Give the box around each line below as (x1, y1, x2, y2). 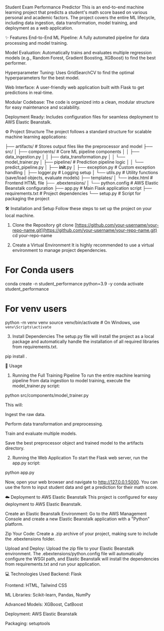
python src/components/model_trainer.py (5, 392, 89, 398)
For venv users (5, 303, 67, 314)
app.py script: (12, 460, 41, 466)
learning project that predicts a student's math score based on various (5, 9, 148, 15)
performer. (5, 60, 27, 66)
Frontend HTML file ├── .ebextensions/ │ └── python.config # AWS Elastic (5, 180, 159, 186)
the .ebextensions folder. (5, 536, 55, 541)
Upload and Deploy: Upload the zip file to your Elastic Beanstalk (5, 545, 134, 551)
